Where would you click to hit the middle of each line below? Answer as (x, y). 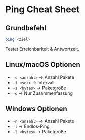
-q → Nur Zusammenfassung (43, 93)
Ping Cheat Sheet (42, 9)
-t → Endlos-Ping (31, 126)
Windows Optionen (36, 109)
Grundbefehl (26, 28)
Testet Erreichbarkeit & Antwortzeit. (42, 49)
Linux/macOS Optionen (43, 65)
